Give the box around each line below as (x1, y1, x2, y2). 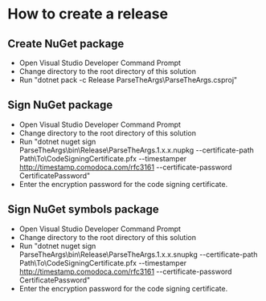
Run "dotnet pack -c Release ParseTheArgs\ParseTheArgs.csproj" (18, 75, 238, 84)
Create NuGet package (7, 37, 125, 51)
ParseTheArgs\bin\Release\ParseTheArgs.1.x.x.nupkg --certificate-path (18, 145, 255, 155)
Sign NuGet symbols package (7, 202, 160, 217)
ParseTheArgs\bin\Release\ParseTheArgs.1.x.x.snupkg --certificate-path (18, 250, 258, 259)
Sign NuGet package (7, 98, 113, 112)
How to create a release (7, 5, 169, 23)
